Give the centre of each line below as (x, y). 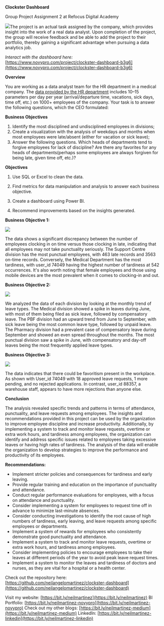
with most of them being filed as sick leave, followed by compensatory (76, 314)
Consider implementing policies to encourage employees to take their (82, 552)
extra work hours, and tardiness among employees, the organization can (78, 434)
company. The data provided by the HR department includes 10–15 (72, 92)
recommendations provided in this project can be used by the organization (80, 419)
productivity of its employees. (35, 455)
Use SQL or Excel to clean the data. (48, 177)
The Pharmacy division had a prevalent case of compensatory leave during (81, 329)
